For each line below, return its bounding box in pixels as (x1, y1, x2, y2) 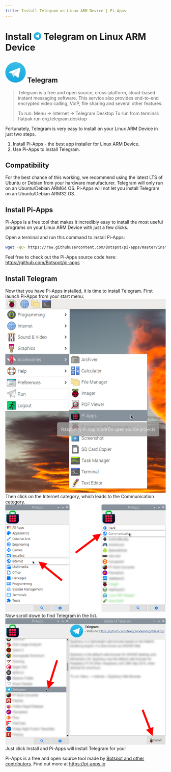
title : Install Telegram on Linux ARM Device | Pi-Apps (5, 8, 126, 13)
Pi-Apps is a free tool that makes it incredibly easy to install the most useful (5, 219, 163, 225)
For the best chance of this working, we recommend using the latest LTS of (5, 174, 163, 181)
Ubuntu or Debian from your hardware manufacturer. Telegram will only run (5, 180, 163, 186)
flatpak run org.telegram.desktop (17, 115, 88, 122)
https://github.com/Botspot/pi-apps (5, 260, 80, 266)
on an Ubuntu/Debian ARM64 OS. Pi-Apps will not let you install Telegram (5, 185, 159, 191)
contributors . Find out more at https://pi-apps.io (5, 760, 106, 767)
